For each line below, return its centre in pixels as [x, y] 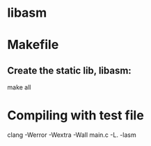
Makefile [33, 45]
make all [19, 87]
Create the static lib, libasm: [70, 70]
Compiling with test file [75, 116]
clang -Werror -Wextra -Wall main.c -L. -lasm [72, 135]
